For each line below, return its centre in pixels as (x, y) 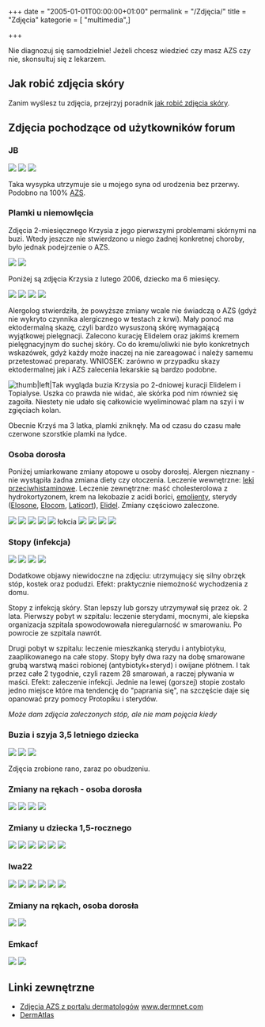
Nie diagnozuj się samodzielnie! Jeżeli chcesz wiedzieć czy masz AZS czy (130, 50)
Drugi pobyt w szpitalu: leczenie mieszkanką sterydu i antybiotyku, (117, 648)
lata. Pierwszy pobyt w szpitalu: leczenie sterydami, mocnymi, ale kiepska (129, 617)
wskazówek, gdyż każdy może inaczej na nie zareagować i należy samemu (131, 353)
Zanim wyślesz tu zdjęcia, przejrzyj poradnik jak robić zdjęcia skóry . (119, 103)
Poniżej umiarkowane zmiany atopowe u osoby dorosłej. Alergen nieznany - (132, 472)
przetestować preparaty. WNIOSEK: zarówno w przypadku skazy (114, 361)
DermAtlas (37, 1014)
